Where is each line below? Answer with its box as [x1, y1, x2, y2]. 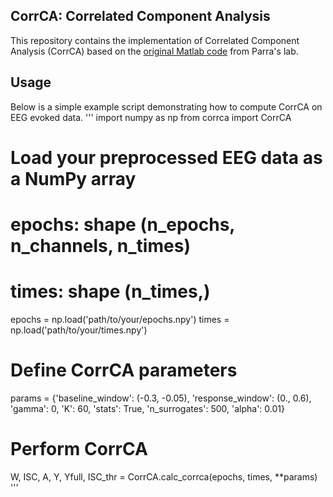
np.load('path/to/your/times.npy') [10, 324, 148, 336]
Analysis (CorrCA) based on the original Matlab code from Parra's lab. [10, 45, 299, 57]
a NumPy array [10, 167, 137, 190]
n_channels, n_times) [10, 235, 191, 257]
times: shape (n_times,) [10, 280, 211, 303]
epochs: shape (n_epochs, [10, 214, 235, 236]
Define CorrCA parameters [10, 359, 238, 382]
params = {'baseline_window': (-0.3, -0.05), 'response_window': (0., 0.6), [10, 392, 312, 404]
